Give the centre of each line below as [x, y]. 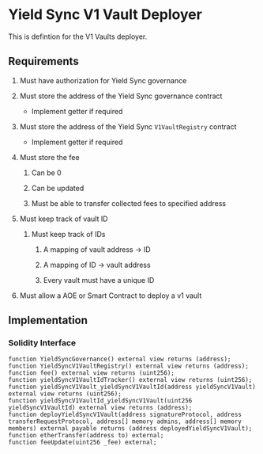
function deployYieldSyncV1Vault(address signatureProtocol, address [125, 415]
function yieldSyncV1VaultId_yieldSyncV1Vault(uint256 [100, 401]
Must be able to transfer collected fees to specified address [129, 203]
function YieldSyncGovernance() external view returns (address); [120, 359]
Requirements [43, 61]
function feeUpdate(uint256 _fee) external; [83, 443]
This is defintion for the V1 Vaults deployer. [78, 36]
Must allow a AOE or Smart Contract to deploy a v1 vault [111, 296]
